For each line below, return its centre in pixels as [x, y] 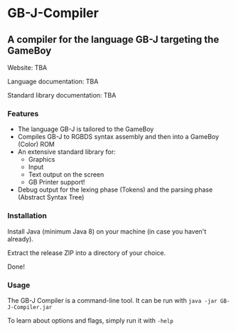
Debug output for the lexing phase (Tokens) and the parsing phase [115, 190]
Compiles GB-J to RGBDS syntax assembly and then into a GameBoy [118, 137]
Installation [27, 216]
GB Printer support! [57, 182]
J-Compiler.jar [30, 307]
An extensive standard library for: [66, 152]
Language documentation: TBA [53, 81]
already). [21, 239]
